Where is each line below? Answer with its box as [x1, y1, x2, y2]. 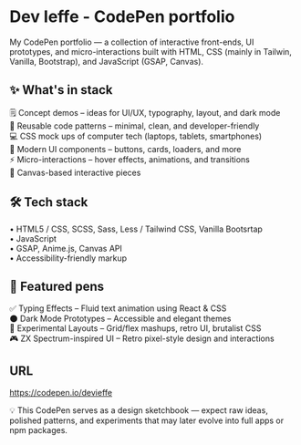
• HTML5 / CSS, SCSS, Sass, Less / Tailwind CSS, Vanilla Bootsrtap [9, 223, 263, 234]
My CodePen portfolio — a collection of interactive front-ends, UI [9, 36, 254, 47]
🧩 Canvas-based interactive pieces [9, 167, 141, 178]
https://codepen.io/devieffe [9, 388, 112, 398]
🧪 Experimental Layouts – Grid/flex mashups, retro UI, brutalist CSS [9, 323, 262, 334]
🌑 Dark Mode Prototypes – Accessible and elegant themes [9, 313, 232, 325]
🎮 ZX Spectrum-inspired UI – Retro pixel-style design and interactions [9, 333, 275, 344]
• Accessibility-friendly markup [9, 253, 128, 264]
